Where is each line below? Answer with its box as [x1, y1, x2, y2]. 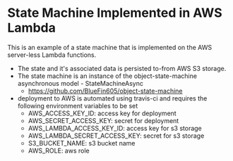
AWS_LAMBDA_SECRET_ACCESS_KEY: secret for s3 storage [28, 131, 205, 140]
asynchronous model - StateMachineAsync [17, 79, 143, 87]
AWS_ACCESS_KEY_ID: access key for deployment [28, 109, 177, 117]
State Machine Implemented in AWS [7, 5, 222, 21]
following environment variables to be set [17, 101, 138, 110]
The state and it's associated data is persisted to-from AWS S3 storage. [17, 64, 227, 72]
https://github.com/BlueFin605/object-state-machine [28, 86, 183, 95]
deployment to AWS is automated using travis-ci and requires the [17, 94, 208, 103]
